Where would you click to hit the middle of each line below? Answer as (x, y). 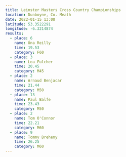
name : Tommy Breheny (36, 137)
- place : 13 (23, 95)
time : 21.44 (27, 85)
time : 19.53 (27, 48)
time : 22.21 (27, 123)
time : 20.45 (27, 66)
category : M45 (29, 71)
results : (14, 33)
